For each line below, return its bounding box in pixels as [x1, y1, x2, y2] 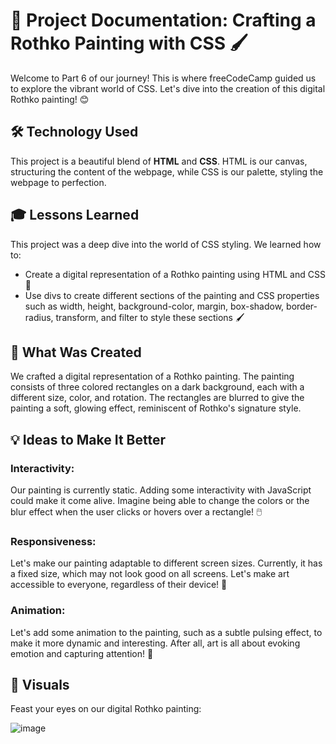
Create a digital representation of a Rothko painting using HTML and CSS [24, 268, 326, 280]
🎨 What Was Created [10, 344, 142, 361]
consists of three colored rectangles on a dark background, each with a [10, 381, 305, 393]
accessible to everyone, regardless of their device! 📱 [10, 579, 228, 591]
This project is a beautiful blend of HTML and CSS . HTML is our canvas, [10, 155, 308, 167]
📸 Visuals [10, 677, 70, 694]
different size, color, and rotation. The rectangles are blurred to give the [10, 392, 305, 404]
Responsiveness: [10, 534, 97, 548]
